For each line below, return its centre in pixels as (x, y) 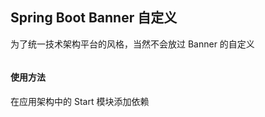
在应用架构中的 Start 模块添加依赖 (80, 102)
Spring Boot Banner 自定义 (94, 18)
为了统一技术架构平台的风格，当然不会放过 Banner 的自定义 (132, 44)
